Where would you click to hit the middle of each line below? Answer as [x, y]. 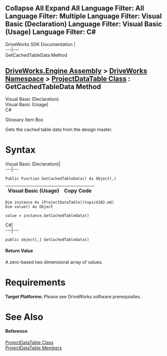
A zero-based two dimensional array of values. [54, 262]
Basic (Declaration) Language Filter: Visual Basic [84, 24]
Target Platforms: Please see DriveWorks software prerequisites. [73, 296]
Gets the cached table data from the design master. [59, 129]
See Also [24, 317]
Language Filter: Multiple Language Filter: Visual [83, 16]
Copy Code [78, 190]
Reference [16, 331]
